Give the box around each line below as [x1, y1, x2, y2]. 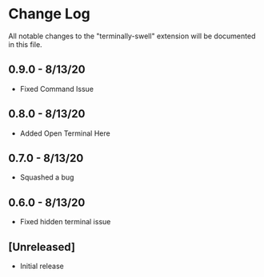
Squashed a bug [19, 172, 74, 182]
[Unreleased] [8, 240, 76, 254]
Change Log [8, 5, 90, 23]
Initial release [19, 261, 64, 271]
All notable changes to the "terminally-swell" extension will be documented [8, 31, 256, 41]
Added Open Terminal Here [19, 129, 110, 138]
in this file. [8, 39, 42, 49]
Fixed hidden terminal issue [19, 217, 111, 227]
